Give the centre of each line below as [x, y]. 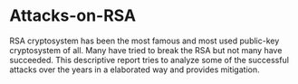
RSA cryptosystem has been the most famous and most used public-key [144, 41]
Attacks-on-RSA [73, 16]
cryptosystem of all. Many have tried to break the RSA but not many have [146, 50]
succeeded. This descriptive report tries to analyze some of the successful [149, 60]
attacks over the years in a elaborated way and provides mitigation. [135, 70]
